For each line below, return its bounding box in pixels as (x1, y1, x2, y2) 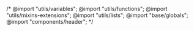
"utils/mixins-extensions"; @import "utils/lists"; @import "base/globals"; (6, 12, 188, 19)
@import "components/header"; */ (6, 18, 94, 25)
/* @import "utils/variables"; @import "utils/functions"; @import (6, 5, 168, 12)
